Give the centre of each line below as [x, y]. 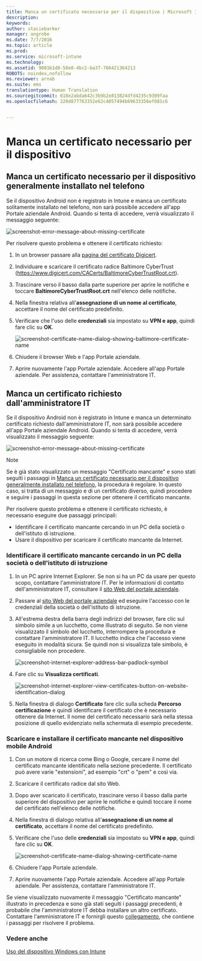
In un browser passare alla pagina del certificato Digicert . [86, 255]
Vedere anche [27, 938]
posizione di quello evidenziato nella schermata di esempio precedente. [104, 723]
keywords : [19, 23]
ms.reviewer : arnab [31, 79]
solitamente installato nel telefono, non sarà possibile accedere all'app [93, 207]
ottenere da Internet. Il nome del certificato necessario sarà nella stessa [104, 717]
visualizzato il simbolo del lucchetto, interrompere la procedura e [95, 631]
